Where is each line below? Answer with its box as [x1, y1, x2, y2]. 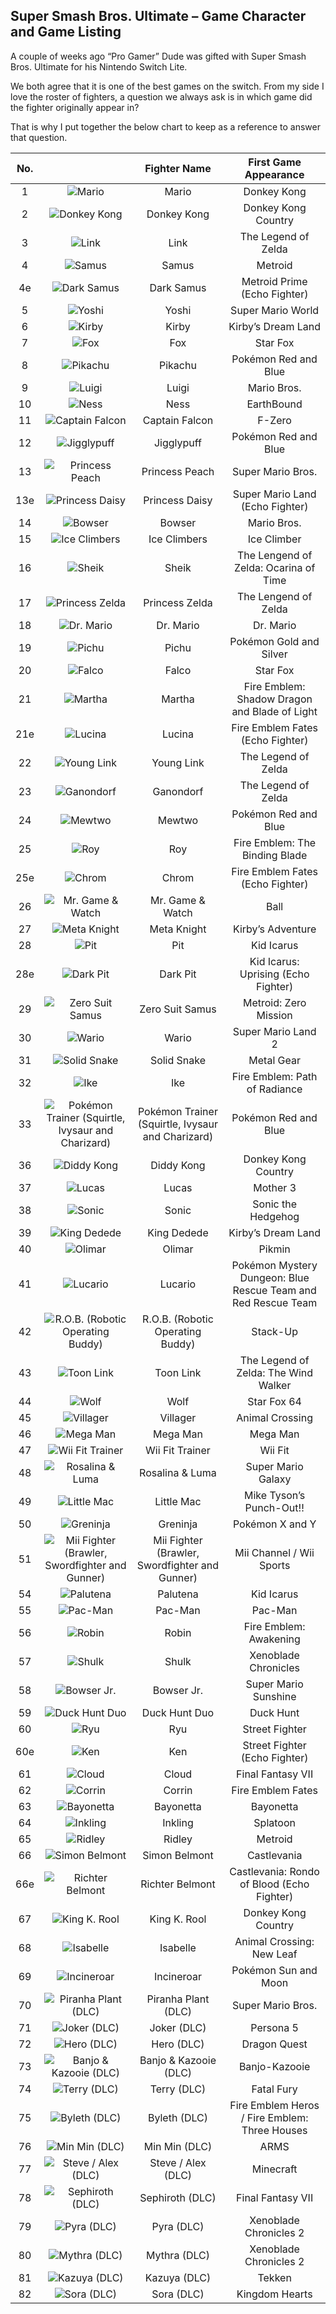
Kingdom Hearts [236, 2287, 313, 2301]
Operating [154, 1324, 202, 1338]
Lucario [159, 1277, 197, 1291]
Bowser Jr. [152, 1683, 204, 1697]
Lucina [161, 727, 194, 741]
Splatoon [253, 1815, 296, 1829]
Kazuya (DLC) [144, 2270, 212, 2284]
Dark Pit [159, 967, 197, 981]
